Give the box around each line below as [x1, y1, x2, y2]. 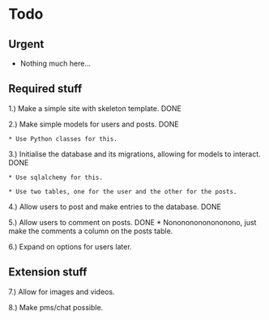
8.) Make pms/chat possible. [8, 302, 104, 312]
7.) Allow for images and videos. [8, 287, 115, 297]
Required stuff [8, 82, 83, 96]
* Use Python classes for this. [8, 134, 117, 143]
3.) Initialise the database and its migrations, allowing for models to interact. [8, 149, 261, 159]
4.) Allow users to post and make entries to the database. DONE [8, 202, 221, 211]
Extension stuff [8, 265, 88, 279]
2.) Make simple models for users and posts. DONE [8, 119, 180, 129]
